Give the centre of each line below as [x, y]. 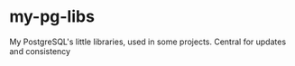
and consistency [40, 51]
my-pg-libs [52, 17]
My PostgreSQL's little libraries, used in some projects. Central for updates [148, 42]
